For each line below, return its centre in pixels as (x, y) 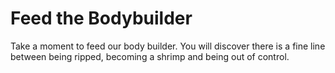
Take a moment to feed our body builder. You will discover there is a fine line (168, 46)
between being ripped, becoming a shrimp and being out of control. (150, 56)
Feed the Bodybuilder (101, 18)
